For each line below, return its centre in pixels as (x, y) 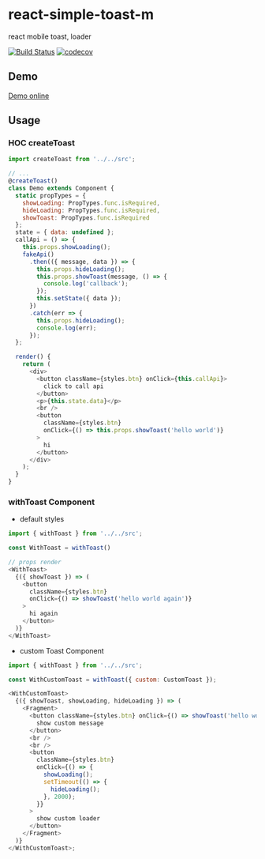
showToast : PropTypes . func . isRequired (86, 218)
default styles (42, 519)
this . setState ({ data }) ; (79, 299)
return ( (37, 364)
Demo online (29, 96)
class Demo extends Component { (61, 188)
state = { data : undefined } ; (65, 232)
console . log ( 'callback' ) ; (86, 284)
